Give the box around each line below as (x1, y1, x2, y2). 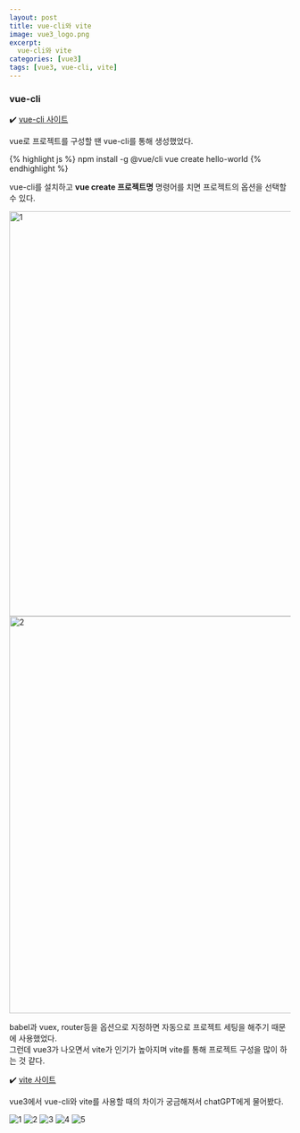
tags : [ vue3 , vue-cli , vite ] (9, 64, 118, 72)
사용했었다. (18, 1033, 58, 1044)
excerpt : (9, 38, 42, 47)
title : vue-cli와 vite (9, 21, 92, 30)
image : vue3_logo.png (9, 30, 90, 38)
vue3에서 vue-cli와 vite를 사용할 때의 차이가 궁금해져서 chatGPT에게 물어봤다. (9, 1096, 284, 1107)
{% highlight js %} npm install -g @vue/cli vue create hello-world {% (9, 154, 262, 165)
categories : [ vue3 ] (9, 55, 82, 64)
